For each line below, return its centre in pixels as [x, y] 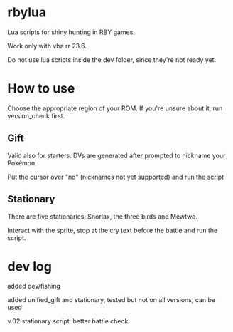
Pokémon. [22, 163]
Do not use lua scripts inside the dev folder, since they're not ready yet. [112, 59]
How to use [41, 89]
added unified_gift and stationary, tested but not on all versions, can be [111, 300]
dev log [29, 266]
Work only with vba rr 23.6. [47, 46]
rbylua [27, 12]
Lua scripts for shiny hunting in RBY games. [71, 32]
